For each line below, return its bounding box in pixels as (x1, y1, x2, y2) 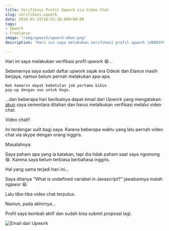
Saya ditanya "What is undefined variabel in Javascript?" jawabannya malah (5, 176, 162, 182)
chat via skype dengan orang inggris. (5, 132, 82, 138)
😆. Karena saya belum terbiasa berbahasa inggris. (5, 156, 110, 162)
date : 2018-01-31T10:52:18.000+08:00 (5, 17, 84, 22)
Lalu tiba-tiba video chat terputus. (5, 191, 76, 197)
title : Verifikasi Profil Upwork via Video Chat (5, 7, 109, 13)
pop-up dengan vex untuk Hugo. (5, 87, 71, 92)
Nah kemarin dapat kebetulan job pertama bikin (5, 83, 107, 88)
